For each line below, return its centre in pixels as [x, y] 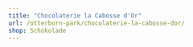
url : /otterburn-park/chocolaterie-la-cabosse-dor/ [96, 23]
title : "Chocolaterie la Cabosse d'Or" [75, 16]
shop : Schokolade [37, 30]
